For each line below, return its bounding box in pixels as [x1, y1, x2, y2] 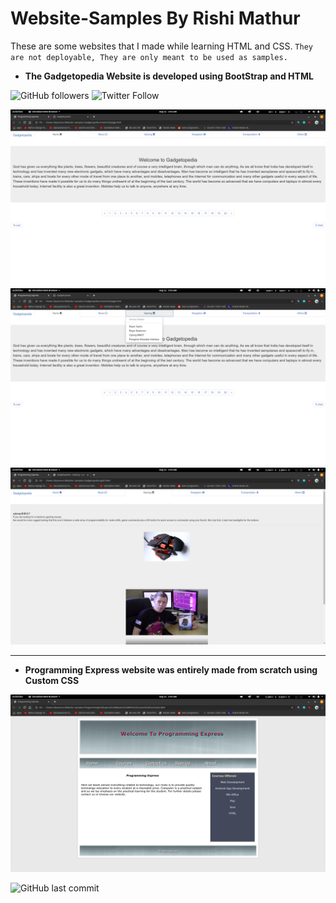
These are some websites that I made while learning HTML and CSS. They [10, 40, 313, 52]
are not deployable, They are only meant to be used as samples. [10, 52, 288, 62]
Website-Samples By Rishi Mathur [10, 7, 301, 30]
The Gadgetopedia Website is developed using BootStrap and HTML [24, 70, 314, 82]
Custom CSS [24, 675, 80, 687]
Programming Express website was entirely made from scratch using [24, 664, 318, 676]
